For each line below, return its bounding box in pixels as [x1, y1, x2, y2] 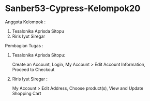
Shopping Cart [12, 90, 41, 96]
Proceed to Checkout [12, 66, 55, 72]
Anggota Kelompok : [5, 19, 46, 25]
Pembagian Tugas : [5, 43, 44, 48]
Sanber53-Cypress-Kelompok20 [5, 3, 141, 14]
